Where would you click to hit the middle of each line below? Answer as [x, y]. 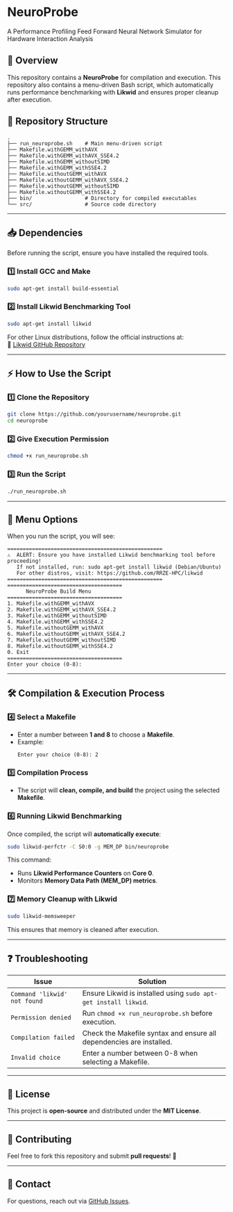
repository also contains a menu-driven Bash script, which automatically [110, 85]
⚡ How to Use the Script [59, 374]
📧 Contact [29, 1185]
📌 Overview [33, 61]
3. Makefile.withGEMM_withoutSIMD [57, 616]
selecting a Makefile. [116, 1062]
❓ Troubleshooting [48, 959]
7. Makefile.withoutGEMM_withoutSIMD [62, 640]
